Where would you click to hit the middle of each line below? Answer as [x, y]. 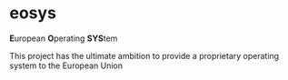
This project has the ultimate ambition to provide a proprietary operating [144, 55]
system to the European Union [66, 65]
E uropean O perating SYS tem [64, 38]
